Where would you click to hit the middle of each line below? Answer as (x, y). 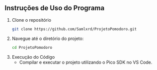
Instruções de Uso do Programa (55, 8)
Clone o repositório (32, 20)
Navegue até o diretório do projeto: (48, 38)
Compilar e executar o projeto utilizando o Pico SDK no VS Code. (86, 62)
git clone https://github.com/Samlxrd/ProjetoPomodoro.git (74, 29)
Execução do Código (33, 57)
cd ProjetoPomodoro (32, 47)
